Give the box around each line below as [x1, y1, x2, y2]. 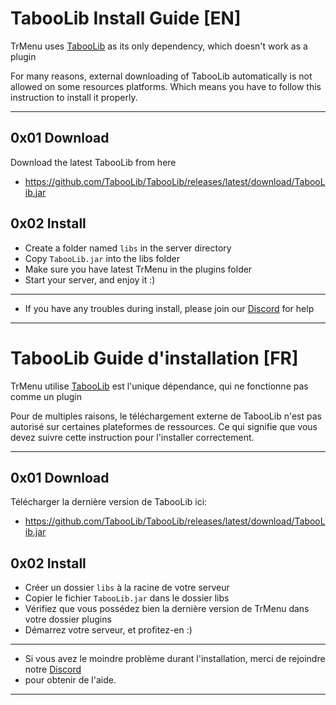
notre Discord [24, 663, 82, 676]
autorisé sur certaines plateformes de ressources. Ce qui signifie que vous [10, 420, 318, 432]
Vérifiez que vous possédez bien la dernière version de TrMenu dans [24, 603, 310, 615]
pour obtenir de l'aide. [24, 674, 117, 686]
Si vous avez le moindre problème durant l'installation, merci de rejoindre [24, 653, 326, 665]
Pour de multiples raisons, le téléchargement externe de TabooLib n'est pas [10, 410, 322, 422]
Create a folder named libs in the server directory [24, 242, 232, 254]
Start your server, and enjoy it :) [24, 273, 156, 286]
